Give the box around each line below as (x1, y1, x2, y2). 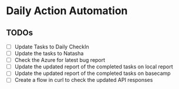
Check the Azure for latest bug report (14, 57, 106, 64)
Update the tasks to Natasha (14, 50, 84, 57)
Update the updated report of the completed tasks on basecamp (14, 70, 171, 77)
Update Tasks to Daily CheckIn (14, 43, 89, 50)
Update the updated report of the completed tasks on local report (14, 63, 173, 70)
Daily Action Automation (6, 4, 128, 18)
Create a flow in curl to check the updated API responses (14, 77, 153, 84)
